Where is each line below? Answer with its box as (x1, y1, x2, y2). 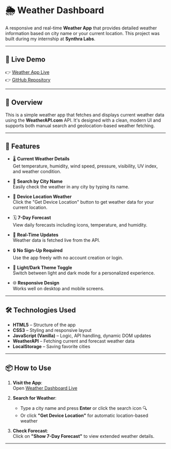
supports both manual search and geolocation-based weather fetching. (5, 122, 155, 128)
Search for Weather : (12, 395, 57, 401)
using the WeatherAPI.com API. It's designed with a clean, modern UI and (5, 117, 161, 123)
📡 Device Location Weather (12, 193, 72, 200)
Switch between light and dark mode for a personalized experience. (12, 270, 155, 276)
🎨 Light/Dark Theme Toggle (12, 265, 72, 271)
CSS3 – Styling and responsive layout (12, 327, 92, 333)
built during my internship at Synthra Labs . (5, 36, 96, 42)
